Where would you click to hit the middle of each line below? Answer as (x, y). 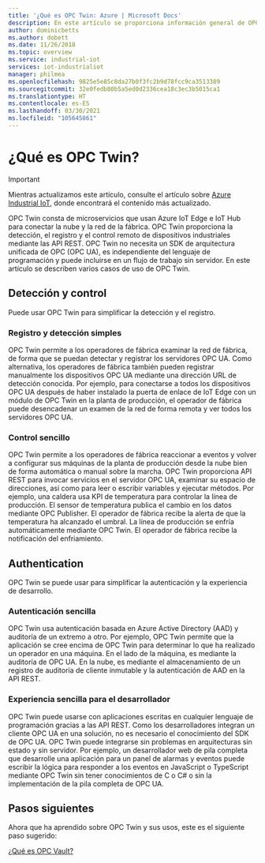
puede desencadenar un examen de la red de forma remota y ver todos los (130, 408)
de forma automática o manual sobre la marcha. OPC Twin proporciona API (130, 471)
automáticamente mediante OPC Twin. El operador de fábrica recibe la (123, 531)
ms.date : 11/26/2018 (42, 45)
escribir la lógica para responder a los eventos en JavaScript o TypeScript (129, 767)
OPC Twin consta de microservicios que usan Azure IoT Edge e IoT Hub (125, 218)
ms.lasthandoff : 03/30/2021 (54, 111)
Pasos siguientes (51, 809)
